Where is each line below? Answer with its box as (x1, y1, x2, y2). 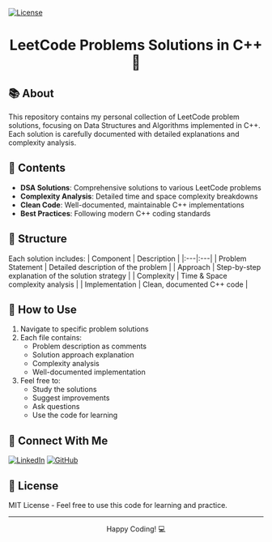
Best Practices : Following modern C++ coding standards (19, 208, 211, 218)
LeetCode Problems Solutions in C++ (9, 36, 263, 54)
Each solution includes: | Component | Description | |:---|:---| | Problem (8, 254, 247, 263)
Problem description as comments (32, 341, 147, 352)
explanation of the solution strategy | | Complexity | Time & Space (8, 271, 228, 280)
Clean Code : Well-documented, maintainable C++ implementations (19, 199, 244, 210)
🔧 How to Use (8, 303, 77, 317)
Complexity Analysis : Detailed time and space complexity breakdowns (19, 191, 258, 201)
